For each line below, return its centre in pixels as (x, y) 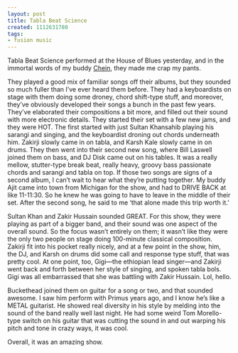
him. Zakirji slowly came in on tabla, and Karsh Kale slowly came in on (110, 142)
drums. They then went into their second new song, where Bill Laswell (110, 150)
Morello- (209, 313)
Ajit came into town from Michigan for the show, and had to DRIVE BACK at (117, 188)
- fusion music (30, 40)
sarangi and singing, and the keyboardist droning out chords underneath (114, 135)
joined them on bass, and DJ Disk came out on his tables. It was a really (113, 158)
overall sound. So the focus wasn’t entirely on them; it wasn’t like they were (118, 232)
